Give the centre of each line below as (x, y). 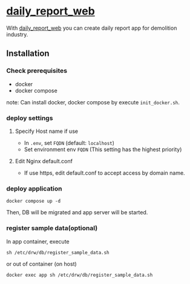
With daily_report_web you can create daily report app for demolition (92, 28)
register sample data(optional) (52, 228)
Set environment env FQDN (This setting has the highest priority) (103, 149)
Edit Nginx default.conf (44, 161)
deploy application (34, 188)
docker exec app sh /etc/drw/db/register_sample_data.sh (80, 275)
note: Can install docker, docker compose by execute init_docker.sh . (93, 102)
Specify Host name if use (47, 131)
